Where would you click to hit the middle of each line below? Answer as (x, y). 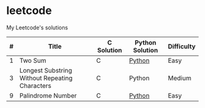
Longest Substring (46, 70)
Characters (35, 85)
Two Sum (33, 60)
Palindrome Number (48, 95)
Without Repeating (46, 78)
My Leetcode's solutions (37, 27)
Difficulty (182, 46)
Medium (179, 78)
